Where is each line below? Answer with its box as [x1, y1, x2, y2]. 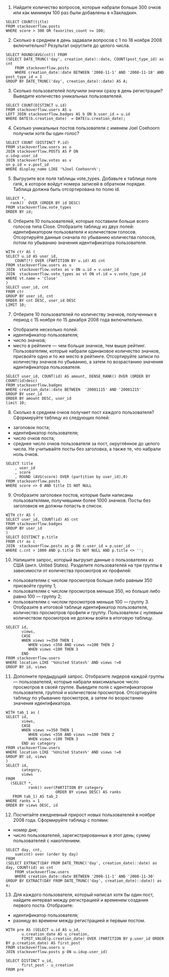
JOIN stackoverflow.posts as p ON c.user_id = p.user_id [6, 543, 130, 548]
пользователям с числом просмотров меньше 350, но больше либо [13, 588, 160, 594]
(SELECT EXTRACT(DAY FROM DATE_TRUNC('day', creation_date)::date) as [6, 861, 157, 866]
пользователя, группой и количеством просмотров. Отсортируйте [13, 689, 157, 695]
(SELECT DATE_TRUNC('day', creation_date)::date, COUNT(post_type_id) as [6, 57, 164, 62]
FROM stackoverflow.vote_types [6, 205, 72, 210]
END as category [21, 741, 56, 746]
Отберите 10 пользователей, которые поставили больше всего [13, 218, 149, 224]
